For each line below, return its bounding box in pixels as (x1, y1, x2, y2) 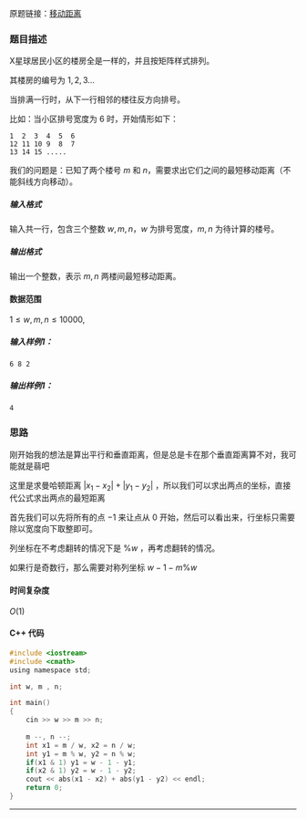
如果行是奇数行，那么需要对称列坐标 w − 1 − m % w (9, 562, 198, 573)
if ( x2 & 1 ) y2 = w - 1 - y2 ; (25, 766, 137, 775)
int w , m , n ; (9, 682, 64, 691)
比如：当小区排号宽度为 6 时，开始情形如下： (9, 113, 179, 125)
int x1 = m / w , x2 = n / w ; (25, 741, 137, 750)
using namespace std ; (9, 665, 92, 675)
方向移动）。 (33, 176, 77, 187)
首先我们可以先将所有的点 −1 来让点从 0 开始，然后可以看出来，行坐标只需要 (9, 512, 296, 523)
